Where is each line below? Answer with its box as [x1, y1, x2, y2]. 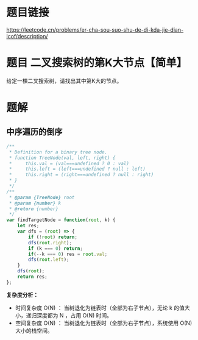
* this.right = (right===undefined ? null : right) [9, 172, 154, 178]
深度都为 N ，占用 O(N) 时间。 [36, 311, 113, 319]
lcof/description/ [6, 32, 48, 40]
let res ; [17, 223, 40, 229]
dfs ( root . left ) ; [28, 257, 69, 263]
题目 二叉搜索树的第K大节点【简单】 [6, 56, 188, 70]
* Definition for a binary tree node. [9, 149, 108, 155]
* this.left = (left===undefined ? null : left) [9, 166, 146, 172]
